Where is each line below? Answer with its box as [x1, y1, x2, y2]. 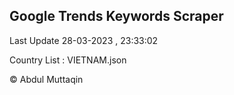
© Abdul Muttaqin [9, 73, 84, 85]
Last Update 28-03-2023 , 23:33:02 [9, 34, 159, 46]
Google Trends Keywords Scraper [9, 8, 224, 25]
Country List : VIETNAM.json [9, 54, 127, 66]
